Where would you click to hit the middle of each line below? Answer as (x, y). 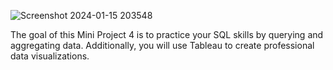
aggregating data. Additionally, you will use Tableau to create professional (162, 45)
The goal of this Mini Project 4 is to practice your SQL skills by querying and (167, 34)
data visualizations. (50, 56)
